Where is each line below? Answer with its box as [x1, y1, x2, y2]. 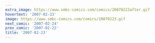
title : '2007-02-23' [5, 30, 48, 35]
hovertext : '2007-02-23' [5, 12, 57, 17]
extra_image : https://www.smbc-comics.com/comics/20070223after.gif [5, 7, 150, 12]
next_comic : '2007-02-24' [5, 21, 59, 26]
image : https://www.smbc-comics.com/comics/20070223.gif [5, 16, 126, 21]
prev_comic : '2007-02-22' [5, 26, 59, 31]
